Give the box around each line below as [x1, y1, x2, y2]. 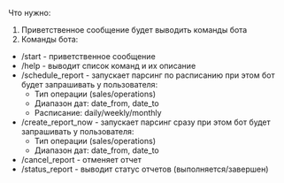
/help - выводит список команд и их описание [20, 61, 196, 71]
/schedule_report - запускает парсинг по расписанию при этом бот [20, 70, 275, 80]
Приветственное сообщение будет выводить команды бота [20, 25, 248, 34]
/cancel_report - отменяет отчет [20, 155, 142, 164]
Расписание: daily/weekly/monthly [34, 108, 162, 118]
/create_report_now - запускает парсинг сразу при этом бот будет [20, 117, 271, 127]
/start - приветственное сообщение [20, 51, 156, 61]
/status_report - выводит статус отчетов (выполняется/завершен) [20, 164, 269, 174]
